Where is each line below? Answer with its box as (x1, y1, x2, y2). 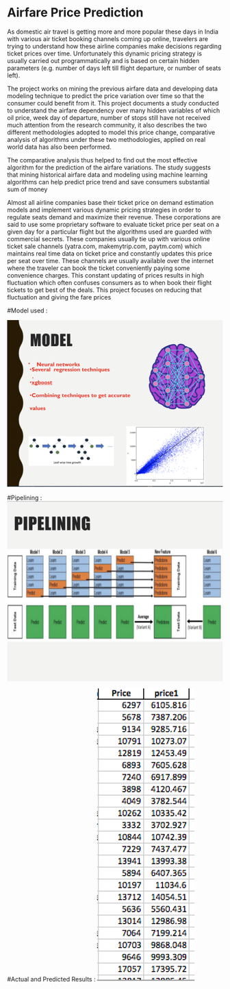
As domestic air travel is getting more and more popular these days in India (7, 27, 219, 36)
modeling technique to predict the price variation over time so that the (7, 91, 205, 100)
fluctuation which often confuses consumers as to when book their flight (7, 278, 212, 286)
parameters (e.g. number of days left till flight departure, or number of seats (7, 64, 221, 72)
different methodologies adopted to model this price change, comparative (7, 128, 216, 136)
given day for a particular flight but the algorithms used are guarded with (7, 228, 212, 236)
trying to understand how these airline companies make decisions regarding (7, 42, 222, 50)
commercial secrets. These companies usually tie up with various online (7, 234, 210, 243)
